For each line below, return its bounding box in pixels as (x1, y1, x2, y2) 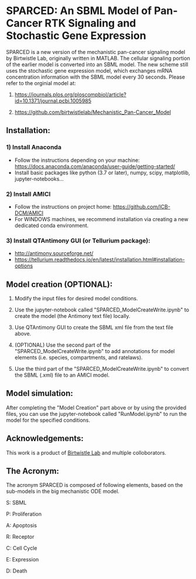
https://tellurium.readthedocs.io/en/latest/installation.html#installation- (14, 256, 185, 263)
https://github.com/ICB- (113, 203, 171, 210)
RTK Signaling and (44, 16, 136, 30)
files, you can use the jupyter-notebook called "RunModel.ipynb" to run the (6, 410, 187, 417)
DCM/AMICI (14, 209, 44, 216)
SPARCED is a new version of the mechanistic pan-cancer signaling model (6, 48, 185, 55)
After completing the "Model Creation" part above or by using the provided (6, 404, 187, 411)
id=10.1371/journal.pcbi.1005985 (14, 97, 92, 104)
